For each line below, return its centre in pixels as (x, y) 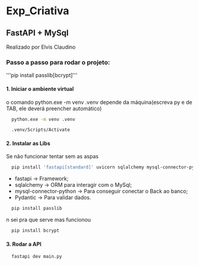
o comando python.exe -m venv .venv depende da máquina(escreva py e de (99, 102)
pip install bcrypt (36, 231)
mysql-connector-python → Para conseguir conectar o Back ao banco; (101, 191)
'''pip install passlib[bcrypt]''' (42, 75)
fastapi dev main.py (37, 257)
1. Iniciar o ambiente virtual (40, 89)
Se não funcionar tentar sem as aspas (52, 157)
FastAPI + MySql (38, 33)
